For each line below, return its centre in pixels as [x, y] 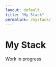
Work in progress [23, 59]
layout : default [22, 10]
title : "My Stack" [25, 15]
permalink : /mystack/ [28, 19]
